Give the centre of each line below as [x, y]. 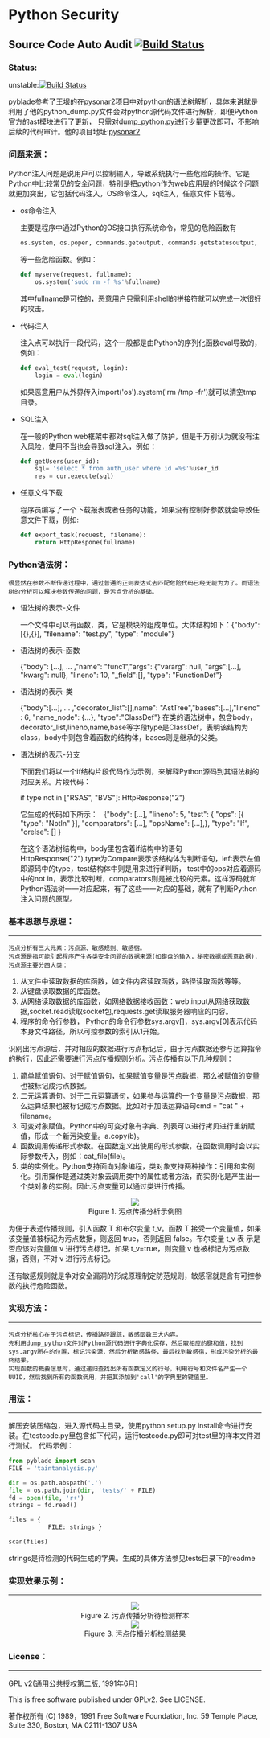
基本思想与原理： [41, 922]
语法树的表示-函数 [50, 651]
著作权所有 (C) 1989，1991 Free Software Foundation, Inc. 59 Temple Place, [133, 1715]
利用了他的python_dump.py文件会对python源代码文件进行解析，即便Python [133, 111]
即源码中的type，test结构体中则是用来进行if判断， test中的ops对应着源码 [141, 869]
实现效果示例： [37, 1580]
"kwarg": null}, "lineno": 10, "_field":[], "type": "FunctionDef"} [121, 675]
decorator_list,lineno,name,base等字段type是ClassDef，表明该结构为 [134, 727]
